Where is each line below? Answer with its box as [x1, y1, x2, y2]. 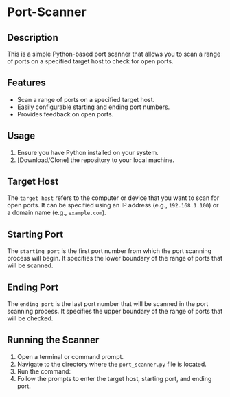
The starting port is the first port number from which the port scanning [7, 247, 211, 255]
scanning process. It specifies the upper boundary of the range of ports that [7, 307, 223, 316]
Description [7, 32, 58, 43]
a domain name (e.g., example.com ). [7, 208, 106, 217]
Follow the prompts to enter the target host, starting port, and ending [16, 374, 212, 383]
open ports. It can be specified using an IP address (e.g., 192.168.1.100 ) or [7, 201, 219, 210]
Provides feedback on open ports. [16, 110, 114, 118]
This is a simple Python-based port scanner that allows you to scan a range [7, 50, 221, 58]
